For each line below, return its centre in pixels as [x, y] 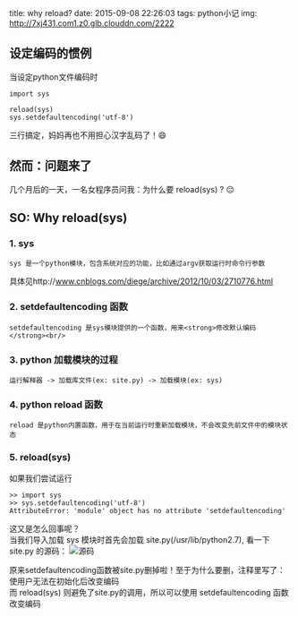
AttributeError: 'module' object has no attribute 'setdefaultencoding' [148, 510]
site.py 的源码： [38, 551]
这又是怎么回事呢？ [45, 528]
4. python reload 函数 [56, 404]
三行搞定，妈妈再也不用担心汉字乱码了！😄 [88, 135]
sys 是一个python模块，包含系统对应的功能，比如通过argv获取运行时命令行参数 [137, 264]
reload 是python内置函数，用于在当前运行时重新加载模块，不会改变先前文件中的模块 [145, 425]
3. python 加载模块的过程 [64, 359]
